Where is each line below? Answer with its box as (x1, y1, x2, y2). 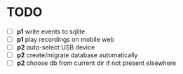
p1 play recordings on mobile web (16, 36, 114, 43)
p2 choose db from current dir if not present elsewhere (16, 59, 177, 67)
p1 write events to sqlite (16, 27, 86, 36)
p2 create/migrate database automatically (16, 51, 138, 59)
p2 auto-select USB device (16, 43, 95, 52)
